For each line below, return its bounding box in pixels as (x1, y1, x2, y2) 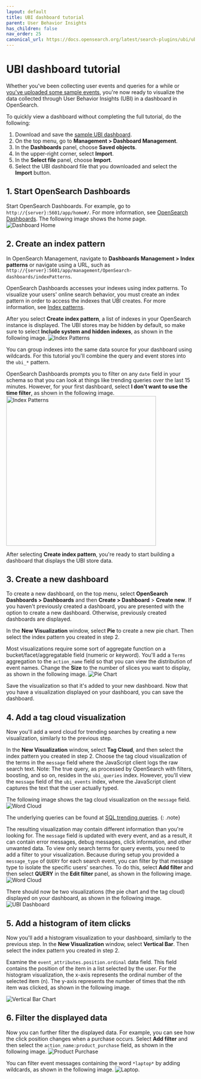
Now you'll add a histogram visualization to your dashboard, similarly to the (6, 934, 191, 941)
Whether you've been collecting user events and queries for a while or (6, 82, 179, 89)
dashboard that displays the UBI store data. (6, 557, 113, 564)
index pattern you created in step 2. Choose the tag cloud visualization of (6, 752, 187, 760)
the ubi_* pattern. (6, 358, 50, 365)
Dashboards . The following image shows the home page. (6, 215, 147, 222)
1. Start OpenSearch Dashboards (6, 186, 130, 197)
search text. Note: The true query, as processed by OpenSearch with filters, (6, 765, 193, 773)
